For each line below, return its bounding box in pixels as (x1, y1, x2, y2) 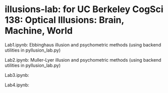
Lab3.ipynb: (5, 72, 30, 78)
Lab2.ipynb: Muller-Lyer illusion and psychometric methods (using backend (5, 57, 162, 63)
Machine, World (5, 25, 73, 36)
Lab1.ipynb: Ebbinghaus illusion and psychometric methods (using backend (5, 41, 161, 48)
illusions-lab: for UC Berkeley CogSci (5, 4, 163, 15)
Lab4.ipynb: (5, 82, 30, 88)
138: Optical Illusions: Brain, (5, 14, 124, 26)
